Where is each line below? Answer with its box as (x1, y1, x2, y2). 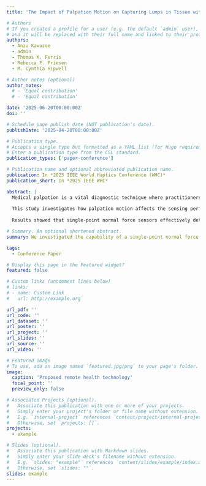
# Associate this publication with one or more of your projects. (6, 402, 185, 409)
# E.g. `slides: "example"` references (6, 459, 114, 465)
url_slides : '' (6, 335, 45, 342)
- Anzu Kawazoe (12, 43, 51, 49)
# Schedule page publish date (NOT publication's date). (6, 121, 155, 127)
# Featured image (6, 357, 51, 364)
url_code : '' (6, 312, 40, 318)
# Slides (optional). (6, 442, 62, 449)
